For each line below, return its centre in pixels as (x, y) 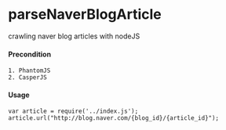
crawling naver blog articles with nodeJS (74, 36)
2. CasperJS (27, 78)
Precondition (30, 54)
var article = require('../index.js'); (73, 111)
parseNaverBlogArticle (85, 14)
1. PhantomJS (29, 71)
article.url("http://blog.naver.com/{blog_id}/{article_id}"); (114, 118)
